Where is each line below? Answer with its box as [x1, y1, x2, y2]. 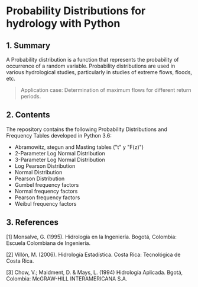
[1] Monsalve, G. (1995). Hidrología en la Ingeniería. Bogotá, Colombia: [6, 233, 177, 240]
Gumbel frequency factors [14, 181, 79, 188]
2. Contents [6, 110, 50, 120]
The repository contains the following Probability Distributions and [6, 126, 167, 133]
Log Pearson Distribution [14, 162, 76, 170]
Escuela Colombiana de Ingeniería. [6, 239, 90, 247]
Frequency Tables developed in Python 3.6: [6, 132, 112, 139]
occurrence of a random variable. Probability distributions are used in [6, 62, 176, 69]
